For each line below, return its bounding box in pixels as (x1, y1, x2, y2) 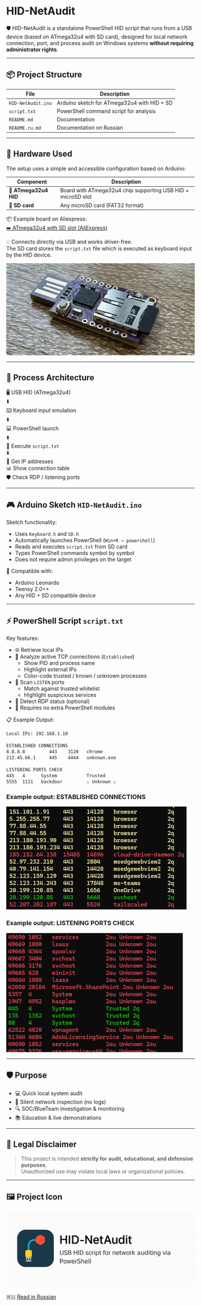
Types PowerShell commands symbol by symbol (14, 550, 135, 557)
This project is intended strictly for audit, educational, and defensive (20, 1155, 193, 1162)
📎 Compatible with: (6, 568, 53, 575)
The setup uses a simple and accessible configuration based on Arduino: (6, 165, 186, 172)
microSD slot (60, 193, 92, 201)
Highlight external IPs (23, 666, 77, 673)
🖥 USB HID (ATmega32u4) (6, 389, 71, 396)
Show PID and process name (23, 660, 96, 667)
